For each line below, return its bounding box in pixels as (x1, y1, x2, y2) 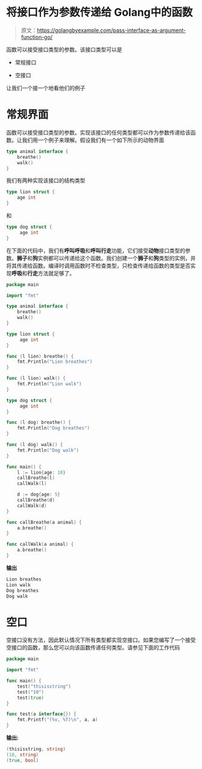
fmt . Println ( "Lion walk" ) (17, 381, 82, 387)
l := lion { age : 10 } (17, 469, 66, 476)
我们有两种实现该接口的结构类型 (6, 177, 85, 184)
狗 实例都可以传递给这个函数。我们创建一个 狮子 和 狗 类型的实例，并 (32, 254, 196, 261)
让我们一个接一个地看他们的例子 (6, 84, 85, 91)
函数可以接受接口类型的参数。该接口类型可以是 (6, 46, 122, 53)
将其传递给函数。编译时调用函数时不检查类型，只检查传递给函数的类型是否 (6, 262, 191, 269)
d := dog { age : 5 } (17, 491, 61, 498)
